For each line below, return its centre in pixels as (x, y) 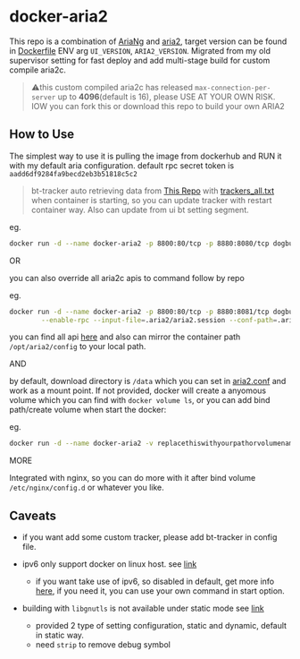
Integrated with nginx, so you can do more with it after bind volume (133, 478)
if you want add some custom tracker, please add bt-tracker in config (150, 537)
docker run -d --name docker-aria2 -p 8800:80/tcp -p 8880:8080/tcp (139, 244)
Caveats (33, 515)
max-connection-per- (233, 88)
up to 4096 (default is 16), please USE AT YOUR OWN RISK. (167, 97)
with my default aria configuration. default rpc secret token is (122, 165)
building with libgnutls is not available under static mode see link (143, 608)
